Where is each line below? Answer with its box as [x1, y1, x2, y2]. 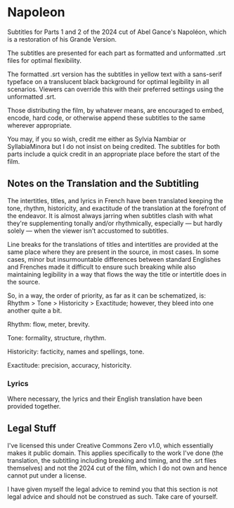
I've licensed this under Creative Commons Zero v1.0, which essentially [7, 441, 214, 449]
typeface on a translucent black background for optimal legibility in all [7, 77, 209, 85]
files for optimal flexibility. [7, 56, 82, 64]
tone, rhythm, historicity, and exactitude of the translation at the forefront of [7, 204, 226, 212]
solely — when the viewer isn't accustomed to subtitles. [7, 226, 169, 235]
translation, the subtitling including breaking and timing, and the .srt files [7, 456, 216, 464]
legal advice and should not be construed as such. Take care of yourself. [7, 492, 218, 501]
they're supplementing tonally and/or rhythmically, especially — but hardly [7, 219, 223, 227]
